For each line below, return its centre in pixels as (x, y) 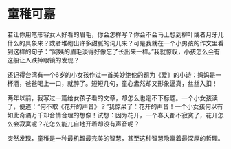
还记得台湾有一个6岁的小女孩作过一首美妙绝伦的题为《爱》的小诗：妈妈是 (111, 74)
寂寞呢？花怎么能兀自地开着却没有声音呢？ (79, 124)
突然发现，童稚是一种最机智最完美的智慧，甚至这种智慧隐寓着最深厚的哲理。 (115, 138)
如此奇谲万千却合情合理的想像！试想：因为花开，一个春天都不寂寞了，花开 (112, 115)
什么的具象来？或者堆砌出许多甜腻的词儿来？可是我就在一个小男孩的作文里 (112, 43)
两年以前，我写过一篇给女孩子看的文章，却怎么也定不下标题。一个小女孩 (109, 98)
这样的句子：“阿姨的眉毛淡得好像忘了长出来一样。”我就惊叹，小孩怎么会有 (117, 51)
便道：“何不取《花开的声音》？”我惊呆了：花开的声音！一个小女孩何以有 (121, 106)
